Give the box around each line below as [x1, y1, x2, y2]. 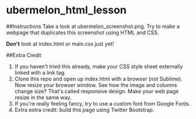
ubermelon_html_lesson [6, 3, 127, 17]
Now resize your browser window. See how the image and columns [14, 81, 178, 88]
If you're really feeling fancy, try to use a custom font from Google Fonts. [14, 100, 191, 107]
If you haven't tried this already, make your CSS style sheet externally [14, 62, 183, 70]
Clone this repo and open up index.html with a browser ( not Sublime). [14, 75, 183, 82]
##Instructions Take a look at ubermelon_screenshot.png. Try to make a [6, 23, 180, 30]
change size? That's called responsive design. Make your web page [14, 87, 179, 94]
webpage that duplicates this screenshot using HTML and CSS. [6, 29, 160, 36]
